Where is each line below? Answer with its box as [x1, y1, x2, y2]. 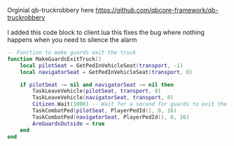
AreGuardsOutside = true [32, 120, 105, 127]
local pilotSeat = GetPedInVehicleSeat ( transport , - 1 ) [20, 62, 184, 69]
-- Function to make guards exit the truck [7, 49, 137, 56]
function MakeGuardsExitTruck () [7, 55, 102, 62]
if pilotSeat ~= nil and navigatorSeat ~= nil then [20, 81, 174, 88]
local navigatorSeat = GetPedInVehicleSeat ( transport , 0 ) [20, 68, 193, 75]
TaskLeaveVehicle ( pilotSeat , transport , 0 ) [32, 87, 161, 95]
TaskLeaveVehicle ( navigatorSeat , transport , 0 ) [32, 94, 174, 101]
